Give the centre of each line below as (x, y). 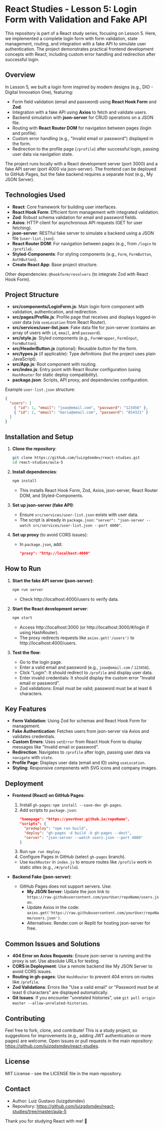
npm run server (28, 590)
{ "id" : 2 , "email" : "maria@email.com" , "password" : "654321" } (81, 413)
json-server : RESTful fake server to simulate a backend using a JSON (83, 233)
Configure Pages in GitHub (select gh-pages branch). (73, 857)
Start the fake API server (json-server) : (53, 580)
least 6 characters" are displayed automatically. (60, 992)
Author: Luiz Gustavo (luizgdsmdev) (48, 1101)
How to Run (23, 569)
